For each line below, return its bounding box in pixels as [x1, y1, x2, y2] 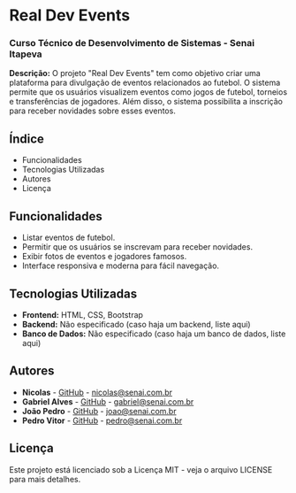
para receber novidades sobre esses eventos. [9, 105, 177, 116]
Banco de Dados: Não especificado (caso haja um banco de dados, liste [21, 328, 286, 339]
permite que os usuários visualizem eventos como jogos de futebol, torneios [9, 87, 288, 97]
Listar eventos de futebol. [21, 232, 116, 243]
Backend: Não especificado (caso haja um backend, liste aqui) [21, 319, 251, 329]
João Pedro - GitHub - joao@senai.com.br [21, 405, 177, 416]
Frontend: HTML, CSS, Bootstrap [21, 309, 144, 320]
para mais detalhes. [9, 474, 81, 484]
